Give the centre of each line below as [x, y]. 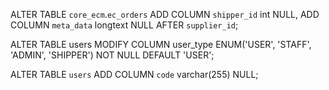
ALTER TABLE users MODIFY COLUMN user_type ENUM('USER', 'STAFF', [161, 44]
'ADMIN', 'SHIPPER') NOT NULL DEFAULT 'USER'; [112, 55]
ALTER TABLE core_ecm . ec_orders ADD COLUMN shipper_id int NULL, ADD [165, 14]
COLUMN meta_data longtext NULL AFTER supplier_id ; [124, 25]
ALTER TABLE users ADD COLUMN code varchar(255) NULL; [134, 74]
